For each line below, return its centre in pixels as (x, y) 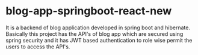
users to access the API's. (38, 47)
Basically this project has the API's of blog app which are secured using (94, 33)
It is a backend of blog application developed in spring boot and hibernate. (98, 27)
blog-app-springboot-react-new (89, 11)
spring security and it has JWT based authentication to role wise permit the (99, 40)
